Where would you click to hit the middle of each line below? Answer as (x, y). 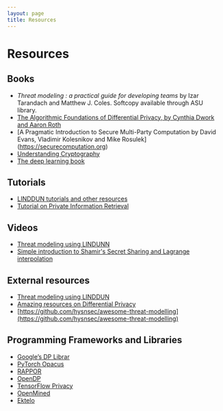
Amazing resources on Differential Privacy (76, 304)
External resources (49, 281)
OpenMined (34, 393)
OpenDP (29, 378)
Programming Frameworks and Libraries (95, 340)
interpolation (35, 259)
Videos (23, 228)
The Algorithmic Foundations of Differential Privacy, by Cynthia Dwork (116, 117)
